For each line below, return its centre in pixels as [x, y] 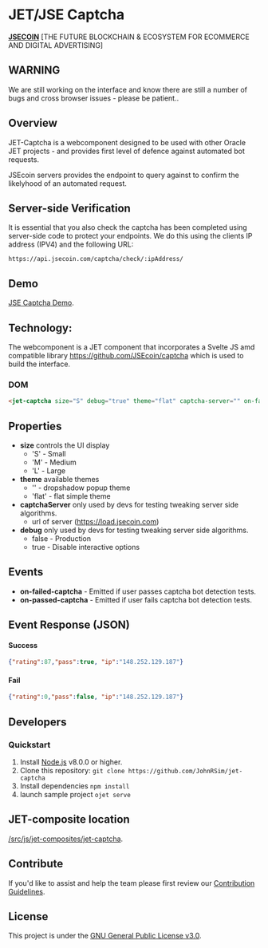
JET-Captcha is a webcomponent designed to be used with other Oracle [127, 142]
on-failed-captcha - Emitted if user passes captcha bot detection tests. [138, 591]
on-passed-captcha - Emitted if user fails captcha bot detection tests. [136, 599]
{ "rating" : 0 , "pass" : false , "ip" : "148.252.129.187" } [96, 697]
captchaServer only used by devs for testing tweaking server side [129, 504]
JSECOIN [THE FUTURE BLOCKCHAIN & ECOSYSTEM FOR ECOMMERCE [129, 37]
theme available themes [59, 479]
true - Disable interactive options [86, 547]
